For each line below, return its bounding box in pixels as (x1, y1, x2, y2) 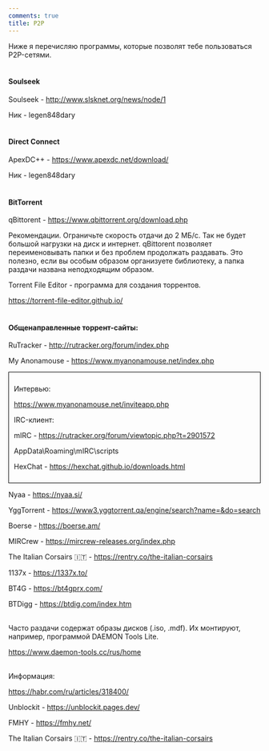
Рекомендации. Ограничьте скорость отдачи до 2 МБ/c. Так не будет (8, 230, 247, 241)
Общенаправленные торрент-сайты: (8, 323, 139, 332)
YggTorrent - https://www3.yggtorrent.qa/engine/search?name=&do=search (8, 505, 261, 515)
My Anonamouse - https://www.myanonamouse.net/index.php (8, 356, 215, 366)
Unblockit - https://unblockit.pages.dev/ (8, 703, 140, 712)
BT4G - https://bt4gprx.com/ (8, 583, 102, 594)
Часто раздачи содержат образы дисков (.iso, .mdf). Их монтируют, (8, 623, 241, 633)
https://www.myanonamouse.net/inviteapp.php (14, 400, 170, 409)
